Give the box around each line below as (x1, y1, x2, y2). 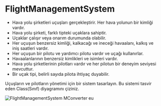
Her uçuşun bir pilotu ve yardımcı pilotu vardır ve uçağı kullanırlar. (12, 50, 144, 56)
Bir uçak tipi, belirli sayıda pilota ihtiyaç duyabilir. (12, 71, 109, 77)
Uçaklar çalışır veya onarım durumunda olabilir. (12, 35, 107, 41)
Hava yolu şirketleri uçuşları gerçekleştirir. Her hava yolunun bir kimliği (12, 19, 153, 25)
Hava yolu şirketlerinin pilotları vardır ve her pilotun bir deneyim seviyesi (12, 61, 157, 67)
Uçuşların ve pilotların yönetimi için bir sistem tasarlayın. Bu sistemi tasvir (5, 80, 152, 86)
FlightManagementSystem (5, 3, 115, 15)
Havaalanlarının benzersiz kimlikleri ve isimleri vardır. (12, 55, 118, 61)
